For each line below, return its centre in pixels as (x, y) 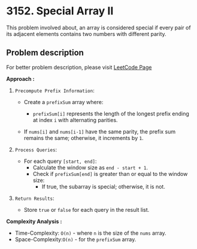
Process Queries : (36, 149)
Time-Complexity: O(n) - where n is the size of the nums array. (90, 233)
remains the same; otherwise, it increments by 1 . (84, 138)
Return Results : (35, 198)
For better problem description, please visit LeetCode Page (79, 67)
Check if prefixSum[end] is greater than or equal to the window (110, 174)
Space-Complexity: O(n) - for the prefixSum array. (75, 239)
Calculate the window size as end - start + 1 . (90, 167)
